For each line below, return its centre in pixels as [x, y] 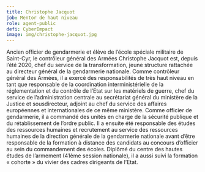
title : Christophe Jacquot [41, 12]
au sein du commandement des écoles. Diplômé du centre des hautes [95, 149]
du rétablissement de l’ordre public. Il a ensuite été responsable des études [101, 123]
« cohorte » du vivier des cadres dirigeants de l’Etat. [72, 162]
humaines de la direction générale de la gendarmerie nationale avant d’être [101, 136]
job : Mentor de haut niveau [42, 18]
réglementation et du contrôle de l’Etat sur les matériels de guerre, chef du [100, 91]
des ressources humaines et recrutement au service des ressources [92, 130]
